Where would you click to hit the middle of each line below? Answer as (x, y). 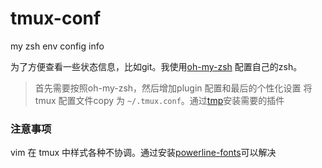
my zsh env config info (57, 46)
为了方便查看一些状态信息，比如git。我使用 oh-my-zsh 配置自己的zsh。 (156, 66)
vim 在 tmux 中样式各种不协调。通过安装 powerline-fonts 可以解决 (143, 153)
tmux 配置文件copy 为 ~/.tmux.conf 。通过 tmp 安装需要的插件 (159, 100)
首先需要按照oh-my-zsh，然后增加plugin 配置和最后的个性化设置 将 (173, 88)
